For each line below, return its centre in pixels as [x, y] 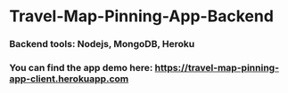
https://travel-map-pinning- [217, 68]
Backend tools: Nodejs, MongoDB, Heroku [102, 44]
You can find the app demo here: [81, 68]
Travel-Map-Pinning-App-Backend [142, 16]
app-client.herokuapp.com [69, 79]
